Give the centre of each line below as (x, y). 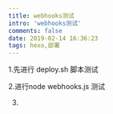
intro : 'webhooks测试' (45, 23)
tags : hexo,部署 (34, 46)
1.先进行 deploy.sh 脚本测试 (53, 70)
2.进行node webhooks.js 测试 (57, 87)
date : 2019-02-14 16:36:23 (53, 38)
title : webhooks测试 (41, 16)
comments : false (35, 31)
